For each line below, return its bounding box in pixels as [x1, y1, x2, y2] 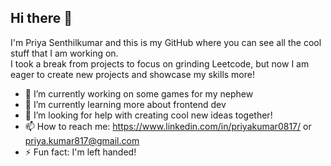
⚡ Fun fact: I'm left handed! [24, 146, 137, 158]
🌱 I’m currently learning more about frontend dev [24, 98, 227, 110]
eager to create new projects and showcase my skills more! [10, 68, 255, 80]
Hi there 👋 [10, 10, 73, 27]
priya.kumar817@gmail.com [24, 134, 140, 146]
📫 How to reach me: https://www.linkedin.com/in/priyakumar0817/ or [24, 120, 312, 132]
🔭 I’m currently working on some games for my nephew [24, 87, 254, 100]
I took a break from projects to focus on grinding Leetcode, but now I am [10, 57, 310, 70]
